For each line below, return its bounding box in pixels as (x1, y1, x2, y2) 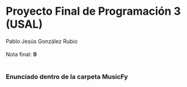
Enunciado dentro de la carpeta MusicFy (5, 72, 128, 81)
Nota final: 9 (5, 50, 37, 58)
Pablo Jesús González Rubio (5, 37, 78, 45)
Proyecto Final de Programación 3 (5, 4, 181, 18)
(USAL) (5, 17, 43, 31)
